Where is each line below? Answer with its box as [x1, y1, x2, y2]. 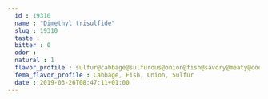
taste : [14, 34, 41, 42]
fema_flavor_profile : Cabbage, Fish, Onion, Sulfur [14, 71, 194, 79]
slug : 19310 [14, 26, 58, 34]
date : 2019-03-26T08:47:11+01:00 [14, 78, 130, 86]
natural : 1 [14, 57, 55, 65]
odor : [14, 49, 37, 57]
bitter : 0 [14, 42, 51, 49]
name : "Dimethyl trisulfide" [14, 19, 115, 27]
